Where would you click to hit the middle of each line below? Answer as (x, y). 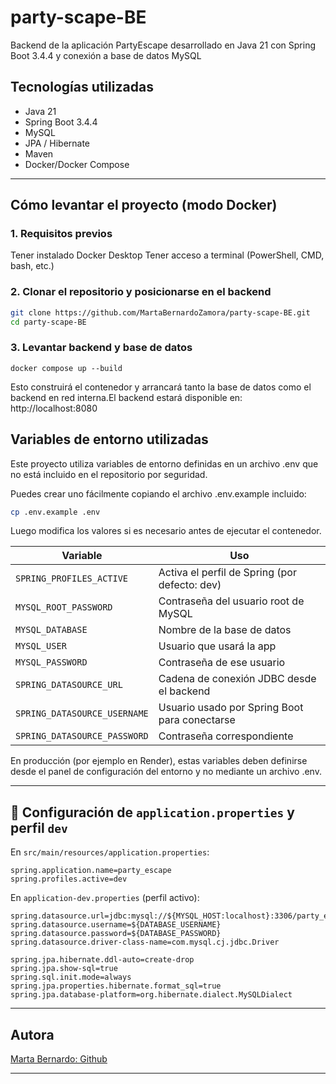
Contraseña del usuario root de (231, 601)
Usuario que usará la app (217, 646)
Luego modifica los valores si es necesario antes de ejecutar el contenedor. (166, 531)
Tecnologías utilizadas (82, 87)
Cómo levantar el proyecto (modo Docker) (144, 205)
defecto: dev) (190, 585)
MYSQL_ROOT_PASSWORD (64, 607)
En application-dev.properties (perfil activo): (105, 898)
